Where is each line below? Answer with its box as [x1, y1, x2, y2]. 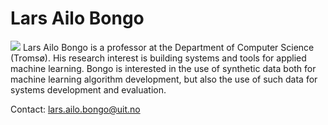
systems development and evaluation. [10, 83, 167, 96]
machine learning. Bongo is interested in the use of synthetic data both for [10, 62, 317, 74]
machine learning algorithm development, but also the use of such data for [10, 73, 318, 85]
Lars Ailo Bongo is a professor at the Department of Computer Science [22, 41, 315, 53]
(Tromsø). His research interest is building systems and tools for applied [10, 52, 307, 64]
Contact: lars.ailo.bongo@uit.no [10, 103, 141, 115]
